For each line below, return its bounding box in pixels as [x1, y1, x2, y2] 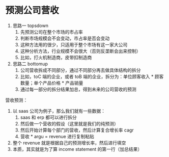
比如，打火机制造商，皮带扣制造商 [20, 54, 92, 60]
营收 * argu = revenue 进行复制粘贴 [20, 133, 94, 139]
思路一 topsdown [12, 22, 48, 29]
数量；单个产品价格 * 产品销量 [20, 80, 83, 86]
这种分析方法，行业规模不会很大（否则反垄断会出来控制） [20, 48, 141, 54]
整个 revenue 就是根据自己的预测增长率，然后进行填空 [12, 140, 126, 146]
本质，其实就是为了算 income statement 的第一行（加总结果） [12, 146, 143, 152]
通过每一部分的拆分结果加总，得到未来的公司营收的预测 [20, 86, 136, 92]
